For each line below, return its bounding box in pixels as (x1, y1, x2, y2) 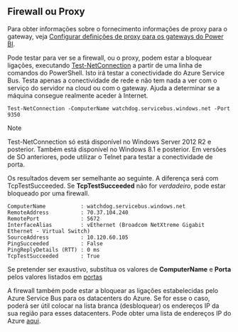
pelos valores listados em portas (7, 272, 103, 281)
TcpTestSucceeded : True (7, 252, 100, 259)
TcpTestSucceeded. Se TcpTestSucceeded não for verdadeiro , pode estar (7, 181, 226, 190)
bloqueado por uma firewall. (7, 188, 90, 198)
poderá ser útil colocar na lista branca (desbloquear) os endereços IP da (7, 301, 220, 310)
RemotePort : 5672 (7, 215, 100, 223)
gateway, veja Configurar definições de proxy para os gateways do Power (7, 32, 224, 41)
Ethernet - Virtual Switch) (7, 227, 91, 235)
